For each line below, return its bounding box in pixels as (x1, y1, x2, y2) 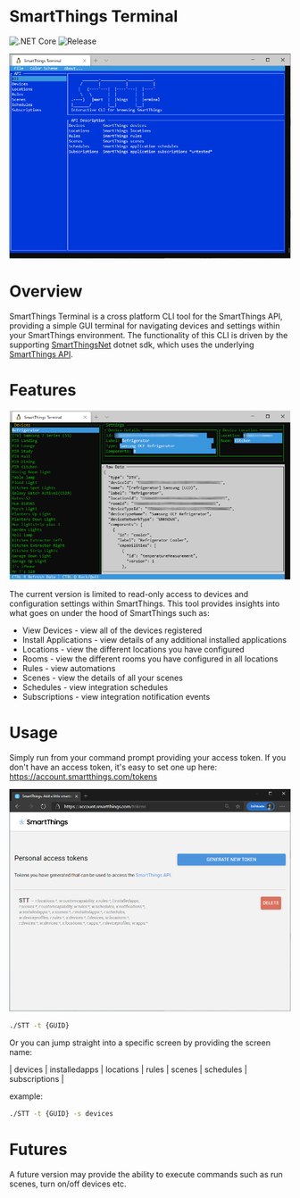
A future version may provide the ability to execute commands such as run (9, 1169, 283, 1179)
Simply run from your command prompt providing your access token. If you (9, 752, 287, 762)
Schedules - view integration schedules (21, 681, 169, 693)
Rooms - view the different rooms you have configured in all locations (21, 653, 279, 664)
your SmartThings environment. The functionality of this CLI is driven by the (9, 329, 288, 340)
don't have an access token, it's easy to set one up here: (9, 761, 217, 772)
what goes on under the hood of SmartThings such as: (9, 607, 210, 618)
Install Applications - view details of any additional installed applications (21, 634, 287, 645)
